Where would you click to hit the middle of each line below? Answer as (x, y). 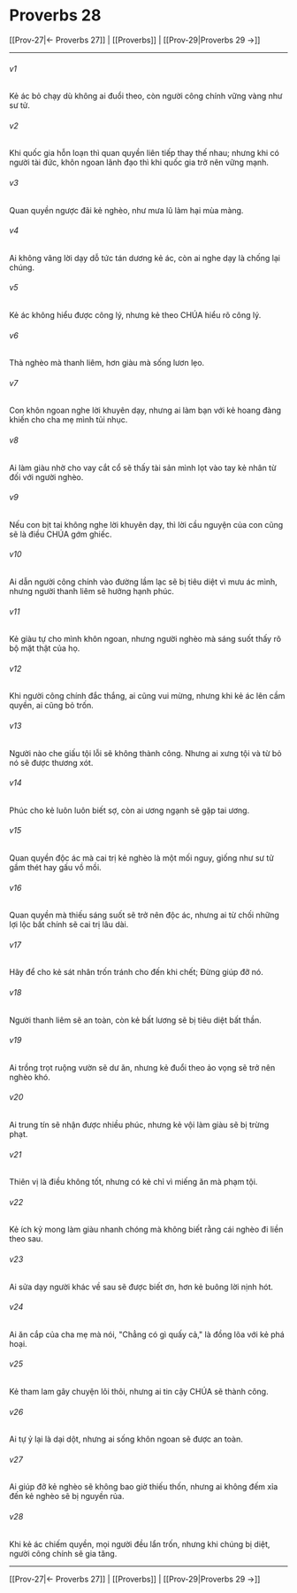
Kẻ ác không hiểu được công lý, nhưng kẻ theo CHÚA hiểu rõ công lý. (135, 314)
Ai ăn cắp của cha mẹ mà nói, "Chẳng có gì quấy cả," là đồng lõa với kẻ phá (147, 1334)
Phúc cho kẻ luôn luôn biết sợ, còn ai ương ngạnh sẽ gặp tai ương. (129, 810)
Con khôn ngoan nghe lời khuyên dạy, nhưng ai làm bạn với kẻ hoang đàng (145, 410)
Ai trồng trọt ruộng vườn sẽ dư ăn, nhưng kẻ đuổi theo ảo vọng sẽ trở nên (142, 1067)
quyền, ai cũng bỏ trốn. (52, 706)
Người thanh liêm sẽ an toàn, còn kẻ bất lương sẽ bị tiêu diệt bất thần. (136, 1020)
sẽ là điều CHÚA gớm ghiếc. (61, 534)
